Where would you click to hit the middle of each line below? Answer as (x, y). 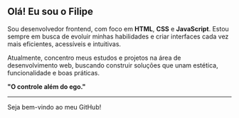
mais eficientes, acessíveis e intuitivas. (64, 44)
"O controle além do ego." (47, 86)
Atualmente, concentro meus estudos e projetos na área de (94, 58)
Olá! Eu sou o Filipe (51, 12)
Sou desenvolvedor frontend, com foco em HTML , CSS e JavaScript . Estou (118, 28)
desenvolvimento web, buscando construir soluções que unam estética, (113, 65)
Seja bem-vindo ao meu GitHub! (54, 107)
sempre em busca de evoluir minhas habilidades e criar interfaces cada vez (118, 36)
